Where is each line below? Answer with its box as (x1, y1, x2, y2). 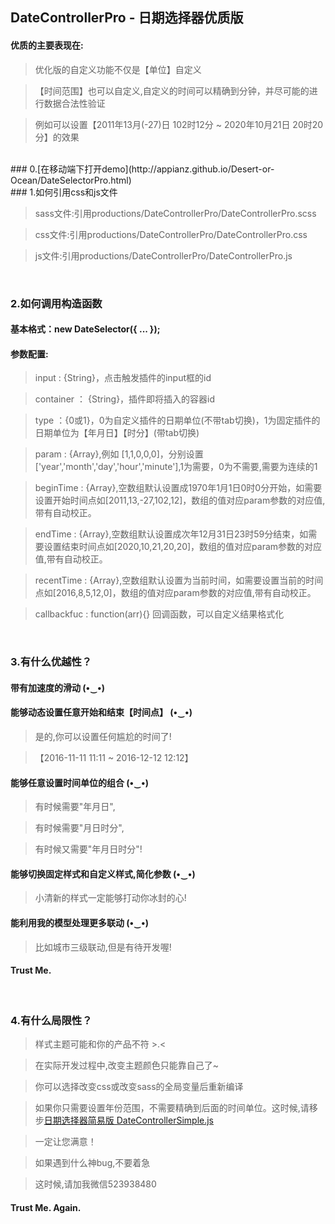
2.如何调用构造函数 (10, 296, 103, 310)
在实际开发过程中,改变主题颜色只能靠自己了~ (34, 1059, 220, 1072)
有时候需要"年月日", (34, 801, 116, 813)
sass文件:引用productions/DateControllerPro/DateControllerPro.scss (34, 207, 317, 219)
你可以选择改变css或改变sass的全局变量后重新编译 (34, 1081, 244, 1093)
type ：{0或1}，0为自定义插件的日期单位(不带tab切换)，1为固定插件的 (34, 414, 321, 427)
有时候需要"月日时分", (34, 822, 125, 834)
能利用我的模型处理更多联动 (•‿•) (10, 917, 150, 929)
